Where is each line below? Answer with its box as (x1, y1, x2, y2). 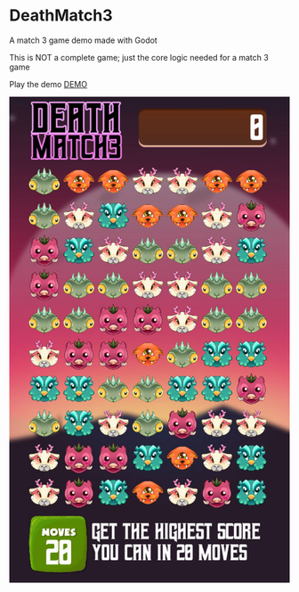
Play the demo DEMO (9, 78, 87, 89)
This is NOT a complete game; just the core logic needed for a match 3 (9, 52, 269, 62)
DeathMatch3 (9, 5, 113, 26)
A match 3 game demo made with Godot (9, 35, 158, 45)
